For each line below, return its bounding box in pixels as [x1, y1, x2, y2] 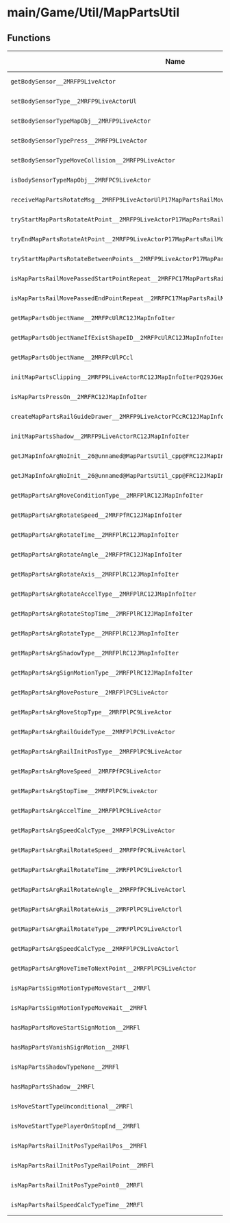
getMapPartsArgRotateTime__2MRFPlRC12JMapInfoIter [10, 531, 179, 539]
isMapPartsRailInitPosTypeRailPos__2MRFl [10, 1142, 148, 1150]
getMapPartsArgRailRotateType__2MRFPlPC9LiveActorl [10, 925, 183, 933]
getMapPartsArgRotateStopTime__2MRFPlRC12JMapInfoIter [10, 610, 193, 618]
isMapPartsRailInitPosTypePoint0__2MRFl [10, 1181, 144, 1189]
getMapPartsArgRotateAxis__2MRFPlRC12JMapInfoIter [10, 570, 179, 578]
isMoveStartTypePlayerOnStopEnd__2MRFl [10, 1122, 140, 1130]
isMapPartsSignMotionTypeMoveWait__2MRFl [10, 1004, 148, 1012]
